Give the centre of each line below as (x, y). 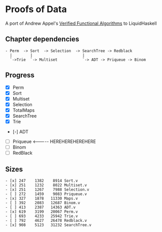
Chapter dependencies (42, 39)
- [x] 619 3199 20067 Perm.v (42, 212)
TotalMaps (24, 110)
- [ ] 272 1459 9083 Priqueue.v (46, 194)
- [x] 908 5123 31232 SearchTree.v (49, 225)
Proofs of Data (36, 9)
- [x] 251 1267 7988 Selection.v (47, 190)
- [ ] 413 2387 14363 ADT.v (40, 207)
